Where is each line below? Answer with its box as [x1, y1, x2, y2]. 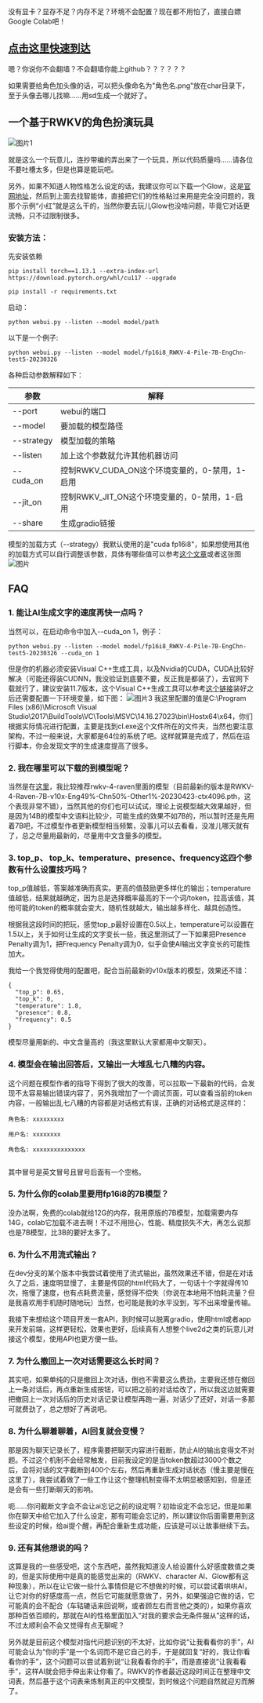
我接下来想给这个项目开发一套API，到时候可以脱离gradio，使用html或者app [8, 1315, 251, 1324]
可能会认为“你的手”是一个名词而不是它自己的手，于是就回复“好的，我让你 [8, 1646, 244, 1656]
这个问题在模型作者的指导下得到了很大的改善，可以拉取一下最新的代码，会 [8, 1078, 248, 1088]
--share [12, 517, 43, 528]
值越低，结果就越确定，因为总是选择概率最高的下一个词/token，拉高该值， [8, 893, 248, 903]
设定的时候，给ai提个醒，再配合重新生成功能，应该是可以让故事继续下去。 [14, 1521, 254, 1530]
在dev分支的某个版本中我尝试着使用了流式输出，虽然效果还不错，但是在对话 [8, 1268, 254, 1278]
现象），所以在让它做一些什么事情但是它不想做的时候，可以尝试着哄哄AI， [14, 1581, 252, 1591]
